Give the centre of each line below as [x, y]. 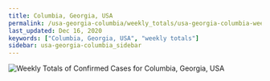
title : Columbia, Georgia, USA [61, 16]
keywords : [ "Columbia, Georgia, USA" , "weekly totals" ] [104, 38]
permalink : [27, 23]
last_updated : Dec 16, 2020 [55, 30]
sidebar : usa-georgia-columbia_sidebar [75, 46]
